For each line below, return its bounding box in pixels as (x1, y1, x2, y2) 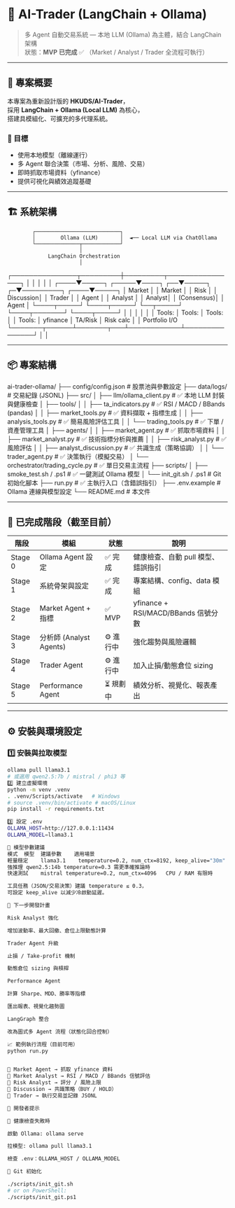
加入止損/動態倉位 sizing (133, 661, 213, 671)
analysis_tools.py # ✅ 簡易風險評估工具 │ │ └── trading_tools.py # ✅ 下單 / (7, 417, 224, 426)
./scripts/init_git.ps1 (7, 1193, 77, 1200)
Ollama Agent (39, 553, 85, 562)
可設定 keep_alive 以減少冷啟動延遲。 (7, 889, 108, 896)
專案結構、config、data (133, 576, 211, 585)
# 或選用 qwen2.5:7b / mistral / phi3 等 (7, 773, 126, 780)
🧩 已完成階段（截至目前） (7, 516, 117, 528)
